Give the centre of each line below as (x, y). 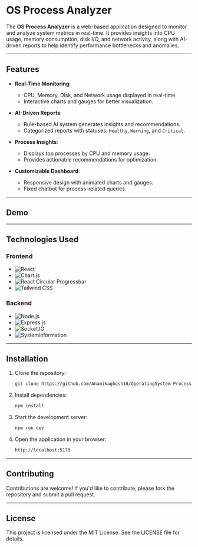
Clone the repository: (40, 373)
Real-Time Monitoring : (43, 84)
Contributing (30, 474)
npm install (29, 406)
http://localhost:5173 (42, 450)
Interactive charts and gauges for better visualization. (88, 101)
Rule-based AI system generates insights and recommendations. (102, 124)
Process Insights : (37, 141)
